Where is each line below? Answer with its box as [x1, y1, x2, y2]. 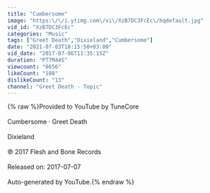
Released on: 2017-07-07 [7, 162, 81, 171]
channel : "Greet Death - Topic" [7, 83, 103, 90]
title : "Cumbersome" [7, 10, 69, 18]
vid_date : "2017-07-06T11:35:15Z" [7, 50, 110, 57]
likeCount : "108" [7, 70, 59, 77]
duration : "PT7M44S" [7, 57, 69, 64]
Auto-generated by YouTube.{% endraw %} [7, 178, 135, 187]
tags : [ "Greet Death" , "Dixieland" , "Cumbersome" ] [7, 37, 153, 44]
